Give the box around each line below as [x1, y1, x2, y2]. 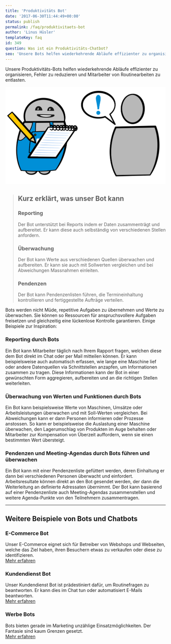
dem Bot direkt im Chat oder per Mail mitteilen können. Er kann [5, 353, 137, 359]
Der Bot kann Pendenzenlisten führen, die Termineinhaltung [17, 291, 144, 298]
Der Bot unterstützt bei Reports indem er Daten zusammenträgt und [17, 221, 160, 227]
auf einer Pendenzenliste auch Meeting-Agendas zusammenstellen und [5, 489, 155, 496]
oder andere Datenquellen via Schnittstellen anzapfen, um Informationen [5, 364, 158, 370]
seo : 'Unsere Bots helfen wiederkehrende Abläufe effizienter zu [5, 51, 147, 56]
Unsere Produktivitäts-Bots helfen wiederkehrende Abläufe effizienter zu [5, 66, 158, 72]
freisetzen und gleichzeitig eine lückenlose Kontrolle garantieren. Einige [5, 318, 155, 324]
